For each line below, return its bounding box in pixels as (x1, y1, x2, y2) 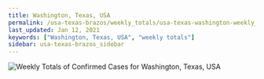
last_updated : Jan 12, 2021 (8, 26, 101, 34)
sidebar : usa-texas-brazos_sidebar (8, 41, 125, 48)
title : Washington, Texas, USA (8, 11, 111, 20)
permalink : (8, 19, 44, 27)
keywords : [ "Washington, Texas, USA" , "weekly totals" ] (8, 33, 195, 41)
